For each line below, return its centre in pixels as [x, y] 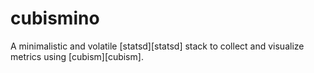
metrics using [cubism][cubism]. [77, 56]
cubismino [55, 18]
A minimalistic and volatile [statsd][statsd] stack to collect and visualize [157, 46]
